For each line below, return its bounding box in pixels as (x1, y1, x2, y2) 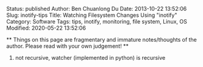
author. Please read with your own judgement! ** (6, 42, 129, 49)
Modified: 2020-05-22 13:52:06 (6, 24, 87, 31)
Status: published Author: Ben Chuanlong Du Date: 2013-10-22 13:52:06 (6, 5, 187, 12)
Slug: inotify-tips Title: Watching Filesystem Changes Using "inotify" (6, 11, 177, 19)
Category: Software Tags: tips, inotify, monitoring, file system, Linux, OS (6, 18, 187, 25)
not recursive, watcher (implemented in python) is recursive (15, 54, 166, 61)
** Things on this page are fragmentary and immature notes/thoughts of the (6, 36, 197, 43)
